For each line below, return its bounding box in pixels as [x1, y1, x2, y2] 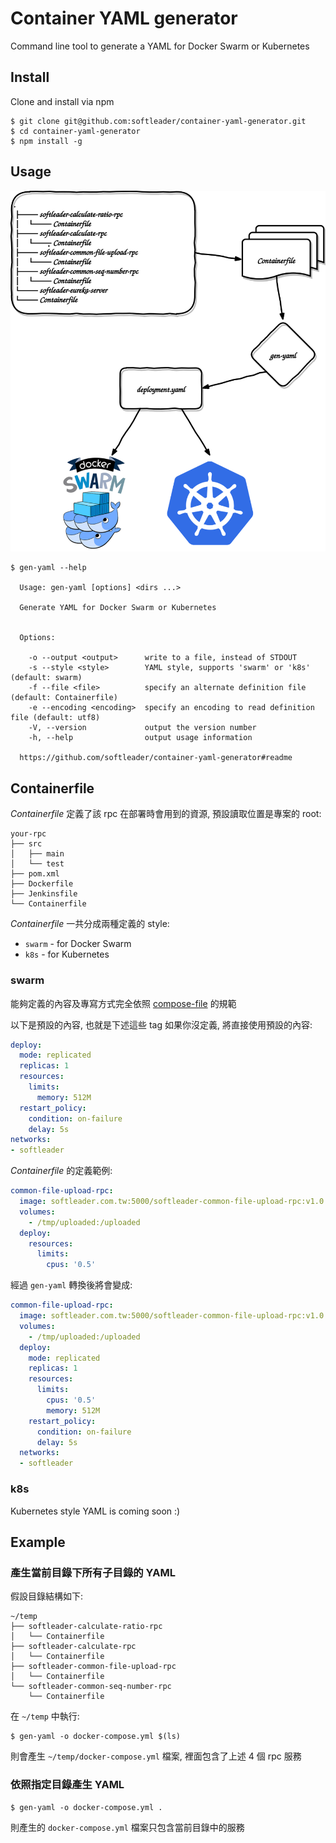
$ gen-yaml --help [10, 563, 87, 573]
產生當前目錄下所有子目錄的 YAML [10, 1565, 176, 1579]
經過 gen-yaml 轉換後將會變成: [10, 1279, 133, 1291]
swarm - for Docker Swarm [24, 938, 132, 950]
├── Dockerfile [10, 879, 74, 889]
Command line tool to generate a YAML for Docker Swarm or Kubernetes [10, 40, 310, 52]
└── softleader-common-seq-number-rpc [10, 1682, 172, 1692]
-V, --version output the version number [28, 723, 257, 733]
